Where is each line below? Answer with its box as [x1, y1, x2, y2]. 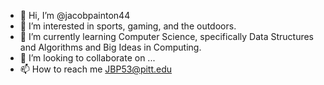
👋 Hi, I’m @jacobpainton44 [19, 10, 131, 21]
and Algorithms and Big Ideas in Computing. [19, 41, 202, 53]
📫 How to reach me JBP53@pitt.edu [19, 63, 173, 75]
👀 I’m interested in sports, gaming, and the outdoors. [19, 20, 237, 32]
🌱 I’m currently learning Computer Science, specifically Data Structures [19, 31, 315, 42]
